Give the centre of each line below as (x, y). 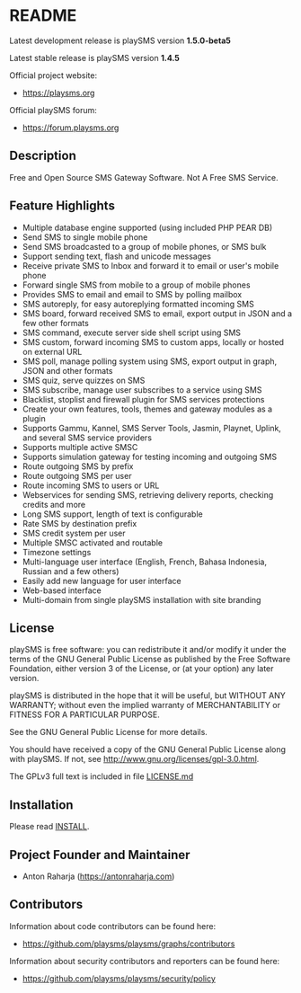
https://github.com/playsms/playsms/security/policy (119, 978)
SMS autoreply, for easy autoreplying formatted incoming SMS (138, 304)
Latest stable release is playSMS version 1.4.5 (94, 58)
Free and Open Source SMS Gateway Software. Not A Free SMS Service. (144, 177)
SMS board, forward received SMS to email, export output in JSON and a (157, 313)
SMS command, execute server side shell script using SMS (131, 332)
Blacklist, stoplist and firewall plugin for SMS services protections (143, 399)
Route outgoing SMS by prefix (78, 466)
